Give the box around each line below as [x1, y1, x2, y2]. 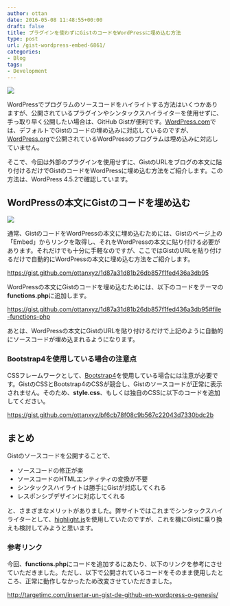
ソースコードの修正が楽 [16, 467, 84, 475]
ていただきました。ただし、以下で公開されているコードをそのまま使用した [7, 568, 218, 576]
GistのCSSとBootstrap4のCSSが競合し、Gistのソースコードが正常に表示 [18, 379, 223, 388]
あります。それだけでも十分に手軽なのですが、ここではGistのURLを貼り [7, 247, 210, 255]
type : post [7, 36, 38, 43]
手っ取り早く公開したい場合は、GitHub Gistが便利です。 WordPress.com [7, 117, 211, 126]
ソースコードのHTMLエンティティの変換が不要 [16, 475, 148, 483]
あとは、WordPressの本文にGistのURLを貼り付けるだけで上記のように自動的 [7, 327, 224, 335]
